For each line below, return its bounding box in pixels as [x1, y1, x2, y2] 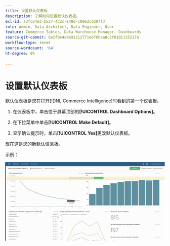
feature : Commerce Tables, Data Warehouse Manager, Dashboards [5, 29, 142, 35]
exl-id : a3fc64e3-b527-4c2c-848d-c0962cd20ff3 [5, 19, 105, 24]
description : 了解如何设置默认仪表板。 [5, 13, 80, 19]
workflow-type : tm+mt [5, 40, 51, 46]
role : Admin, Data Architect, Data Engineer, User [5, 24, 114, 29]
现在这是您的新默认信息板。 [5, 141, 63, 147]
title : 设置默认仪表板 [5, 8, 48, 13]
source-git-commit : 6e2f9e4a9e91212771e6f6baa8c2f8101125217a [5, 35, 139, 40]
